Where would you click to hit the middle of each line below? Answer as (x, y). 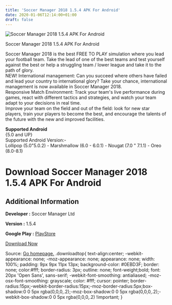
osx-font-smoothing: (27, 281)
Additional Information (42, 201)
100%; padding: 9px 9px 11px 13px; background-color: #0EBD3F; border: (82, 265)
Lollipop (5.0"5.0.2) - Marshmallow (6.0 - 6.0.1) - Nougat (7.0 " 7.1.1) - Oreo (83, 146)
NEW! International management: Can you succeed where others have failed (86, 76)
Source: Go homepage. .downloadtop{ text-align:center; (65, 254)
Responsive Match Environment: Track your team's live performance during (85, 92)
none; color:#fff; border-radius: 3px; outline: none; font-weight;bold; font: (83, 270)
